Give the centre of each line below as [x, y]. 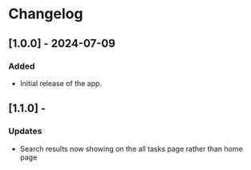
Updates [25, 131]
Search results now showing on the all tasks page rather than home [131, 148]
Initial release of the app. [61, 83]
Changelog [46, 14]
